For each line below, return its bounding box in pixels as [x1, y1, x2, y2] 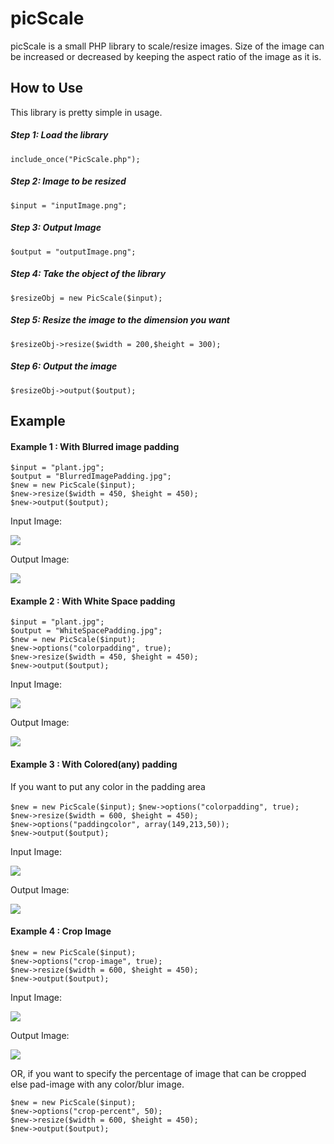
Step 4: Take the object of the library [10, 268, 167, 280]
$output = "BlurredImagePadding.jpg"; [10, 472, 172, 482]
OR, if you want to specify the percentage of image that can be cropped [10, 1067, 307, 1079]
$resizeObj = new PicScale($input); [10, 293, 163, 303]
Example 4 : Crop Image [10, 925, 112, 937]
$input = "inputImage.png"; [10, 200, 128, 211]
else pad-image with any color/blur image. [10, 1078, 185, 1090]
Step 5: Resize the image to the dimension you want [10, 314, 230, 326]
